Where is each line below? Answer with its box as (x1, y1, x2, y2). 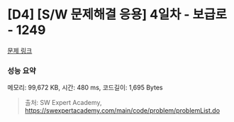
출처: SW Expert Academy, (24, 99, 102, 107)
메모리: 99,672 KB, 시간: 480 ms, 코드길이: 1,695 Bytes (7, 83, 163, 92)
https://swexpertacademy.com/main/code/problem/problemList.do (24, 106, 221, 115)
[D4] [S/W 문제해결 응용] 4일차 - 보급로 (7, 6, 228, 23)
